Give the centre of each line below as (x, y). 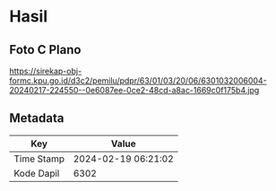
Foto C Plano (45, 50)
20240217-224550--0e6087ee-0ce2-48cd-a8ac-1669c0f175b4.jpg (134, 90)
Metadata (37, 118)
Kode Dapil (37, 173)
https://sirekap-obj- (46, 71)
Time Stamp (39, 159)
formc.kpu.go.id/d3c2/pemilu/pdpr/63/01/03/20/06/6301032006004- (138, 81)
